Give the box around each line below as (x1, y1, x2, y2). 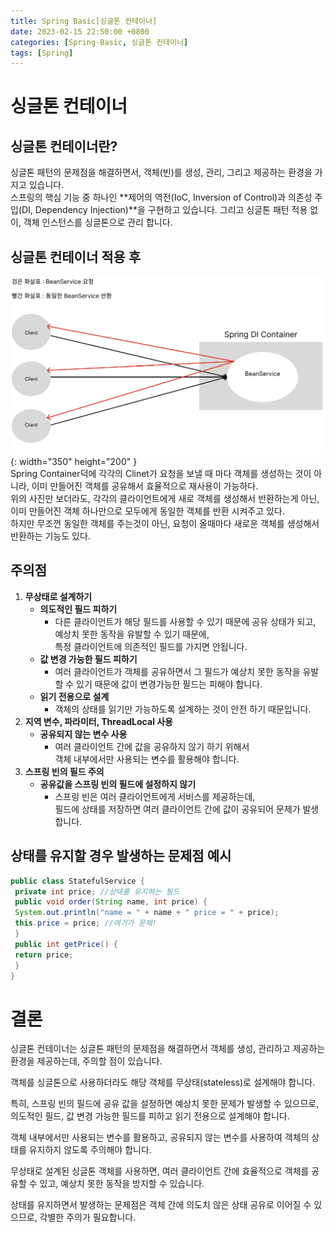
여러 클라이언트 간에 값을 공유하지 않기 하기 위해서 (54, 740, 250, 752)
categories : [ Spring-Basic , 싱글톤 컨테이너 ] (10, 37, 189, 47)
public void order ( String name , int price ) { (14, 897, 208, 907)
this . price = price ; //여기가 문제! (14, 918, 157, 929)
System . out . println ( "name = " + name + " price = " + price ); (14, 908, 280, 918)
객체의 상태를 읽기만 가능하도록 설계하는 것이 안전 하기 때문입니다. (54, 703, 312, 715)
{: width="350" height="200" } (10, 456, 138, 468)
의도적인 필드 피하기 (39, 603, 118, 615)
